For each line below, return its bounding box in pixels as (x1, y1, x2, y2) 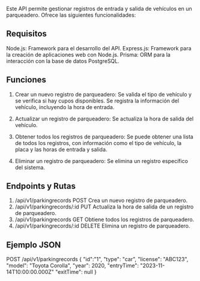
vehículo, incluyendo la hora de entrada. (14, 103, 115, 110)
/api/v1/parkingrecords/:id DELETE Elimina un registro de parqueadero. (14, 222, 190, 229)
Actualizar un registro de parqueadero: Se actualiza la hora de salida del (14, 115, 194, 122)
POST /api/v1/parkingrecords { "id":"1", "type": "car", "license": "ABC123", (6, 256, 189, 263)
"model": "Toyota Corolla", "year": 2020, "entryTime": (6, 262, 139, 269)
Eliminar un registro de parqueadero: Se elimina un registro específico (14, 157, 188, 164)
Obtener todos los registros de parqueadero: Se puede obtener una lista (14, 133, 193, 140)
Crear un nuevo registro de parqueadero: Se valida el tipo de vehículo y (14, 90, 192, 98)
